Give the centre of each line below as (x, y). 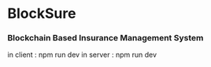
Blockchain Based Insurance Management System (105, 38)
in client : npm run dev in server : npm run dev (82, 55)
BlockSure (42, 14)
